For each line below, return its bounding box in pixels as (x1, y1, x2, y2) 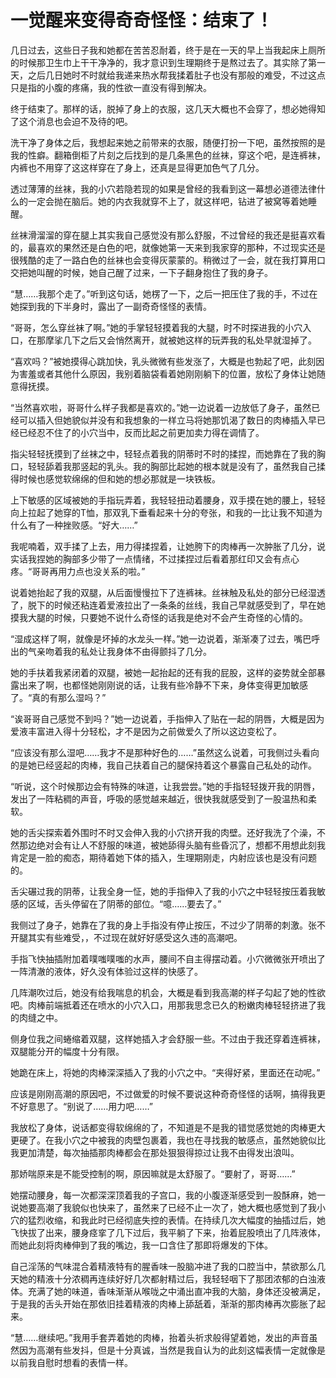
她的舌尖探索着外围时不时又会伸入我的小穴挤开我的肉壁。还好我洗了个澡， (10, 826, 317, 838)
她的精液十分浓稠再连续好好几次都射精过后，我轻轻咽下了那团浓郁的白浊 (18, 1272, 317, 1285)
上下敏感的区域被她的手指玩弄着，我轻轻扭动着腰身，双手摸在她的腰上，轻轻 (10, 494, 326, 506)
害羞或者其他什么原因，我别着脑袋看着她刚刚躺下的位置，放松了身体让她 (18, 367, 317, 380)
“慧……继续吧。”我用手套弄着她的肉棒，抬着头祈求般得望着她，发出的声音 (10, 1331, 310, 1343)
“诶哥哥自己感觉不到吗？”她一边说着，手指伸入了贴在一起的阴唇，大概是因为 (10, 712, 325, 725)
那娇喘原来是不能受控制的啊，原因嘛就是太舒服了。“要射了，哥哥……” (10, 1167, 296, 1180)
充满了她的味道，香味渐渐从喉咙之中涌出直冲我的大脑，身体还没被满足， (27, 1285, 326, 1297)
